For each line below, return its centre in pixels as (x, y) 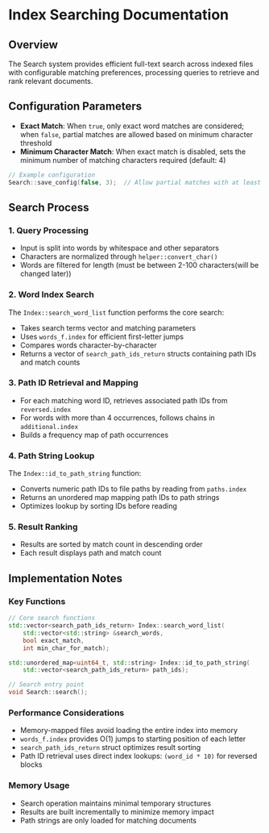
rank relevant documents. (51, 81)
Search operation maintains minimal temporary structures (116, 803)
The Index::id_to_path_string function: (75, 473)
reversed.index (46, 410)
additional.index (49, 427)
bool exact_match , (54, 640)
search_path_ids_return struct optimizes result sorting (110, 748)
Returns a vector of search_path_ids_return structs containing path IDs (138, 353)
